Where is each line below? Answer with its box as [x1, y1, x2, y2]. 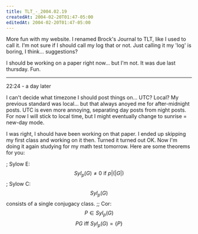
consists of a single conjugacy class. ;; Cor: [6, 200, 112, 207]
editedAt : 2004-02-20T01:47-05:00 [6, 19, 91, 25]
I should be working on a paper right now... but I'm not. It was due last [6, 59, 176, 66]
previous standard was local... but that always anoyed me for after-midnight [6, 101, 190, 108]
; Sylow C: [6, 180, 31, 188]
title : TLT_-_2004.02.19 [6, 8, 67, 15]
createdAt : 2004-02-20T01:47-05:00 [6, 14, 94, 20]
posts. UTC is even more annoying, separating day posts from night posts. [6, 106, 187, 113]
